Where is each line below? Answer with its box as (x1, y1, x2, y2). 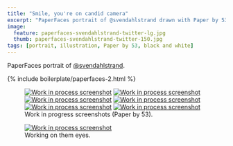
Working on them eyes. (24, 131, 91, 139)
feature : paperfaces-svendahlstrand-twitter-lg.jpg (13, 29, 166, 37)
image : (7, 23, 26, 30)
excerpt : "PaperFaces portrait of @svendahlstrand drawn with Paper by (7, 17, 218, 24)
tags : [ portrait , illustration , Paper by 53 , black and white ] (7, 42, 194, 49)
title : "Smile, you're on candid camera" (7, 10, 129, 17)
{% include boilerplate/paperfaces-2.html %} (7, 75, 137, 83)
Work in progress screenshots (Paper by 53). (24, 110, 153, 118)
